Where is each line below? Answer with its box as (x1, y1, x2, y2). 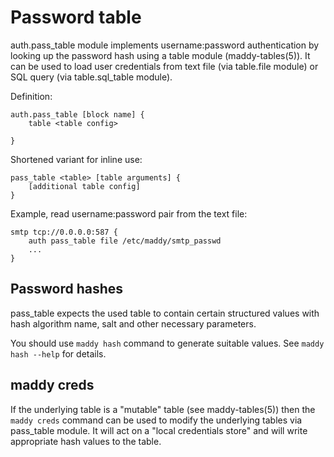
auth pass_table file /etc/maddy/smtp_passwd (28, 236, 222, 246)
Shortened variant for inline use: (10, 153, 143, 165)
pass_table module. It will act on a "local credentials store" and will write (10, 424, 308, 436)
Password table (10, 6, 142, 29)
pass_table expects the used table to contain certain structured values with (10, 307, 320, 319)
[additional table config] (28, 181, 141, 191)
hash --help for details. (10, 347, 107, 360)
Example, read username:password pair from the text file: (10, 207, 248, 220)
